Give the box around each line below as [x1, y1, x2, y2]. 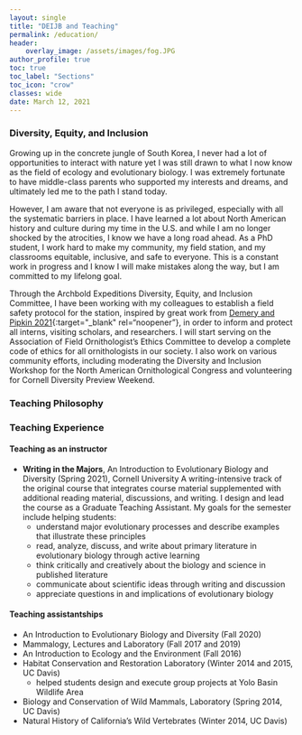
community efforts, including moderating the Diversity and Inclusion [9, 355, 261, 366]
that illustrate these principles [35, 530, 146, 542]
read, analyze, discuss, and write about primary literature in [35, 540, 257, 551]
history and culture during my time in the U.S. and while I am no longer [9, 222, 271, 233]
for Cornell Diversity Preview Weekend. [9, 374, 155, 385]
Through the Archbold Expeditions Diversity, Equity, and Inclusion [9, 288, 253, 299]
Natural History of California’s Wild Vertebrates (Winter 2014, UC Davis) [22, 715, 288, 726]
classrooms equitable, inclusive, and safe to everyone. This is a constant [9, 251, 279, 262]
